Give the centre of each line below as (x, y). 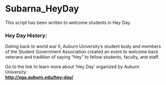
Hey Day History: (26, 35)
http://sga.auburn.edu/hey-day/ (39, 77)
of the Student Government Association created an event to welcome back (82, 52)
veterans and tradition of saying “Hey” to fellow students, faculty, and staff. (82, 57)
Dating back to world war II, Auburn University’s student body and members (83, 46)
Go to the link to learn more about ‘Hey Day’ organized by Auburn (72, 67)
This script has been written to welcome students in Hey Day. (68, 22)
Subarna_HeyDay (42, 9)
